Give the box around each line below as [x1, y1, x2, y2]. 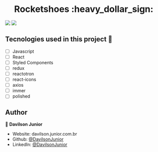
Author [5, 108, 27, 117]
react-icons [12, 76, 36, 83]
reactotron [12, 71, 34, 77]
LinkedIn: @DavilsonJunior [12, 142, 68, 148]
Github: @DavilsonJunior [12, 136, 64, 143]
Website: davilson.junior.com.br [12, 131, 77, 137]
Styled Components [12, 59, 54, 65]
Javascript [12, 48, 34, 54]
